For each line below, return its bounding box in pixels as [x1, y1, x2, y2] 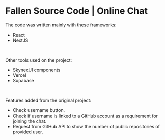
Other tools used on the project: [5, 57, 72, 63]
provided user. [12, 129, 43, 135]
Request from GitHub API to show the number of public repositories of [12, 123, 160, 129]
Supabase [12, 77, 34, 83]
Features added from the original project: [5, 97, 92, 103]
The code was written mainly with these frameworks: [5, 22, 117, 28]
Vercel [12, 72, 26, 78]
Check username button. [12, 107, 65, 113]
